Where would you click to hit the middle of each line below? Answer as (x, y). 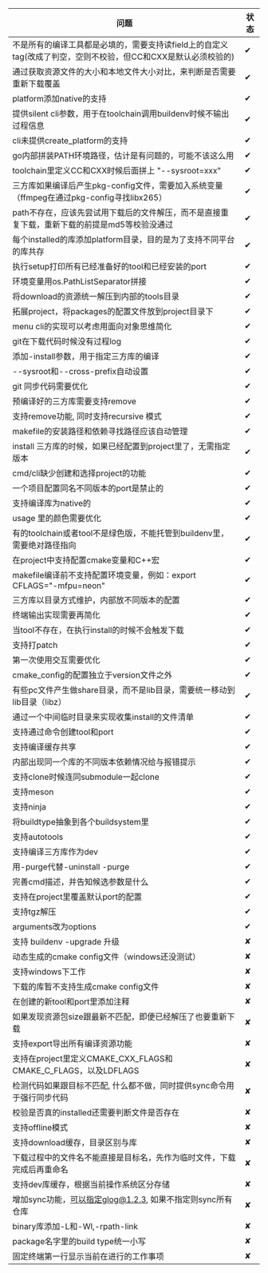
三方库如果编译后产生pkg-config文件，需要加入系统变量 (118, 185)
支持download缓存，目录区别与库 (75, 1142)
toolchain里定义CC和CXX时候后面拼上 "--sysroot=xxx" (117, 171)
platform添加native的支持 (59, 99)
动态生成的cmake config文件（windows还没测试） (106, 957)
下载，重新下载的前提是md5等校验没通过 (97, 225)
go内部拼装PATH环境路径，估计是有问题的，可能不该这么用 (123, 155)
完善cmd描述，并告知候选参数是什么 (81, 882)
